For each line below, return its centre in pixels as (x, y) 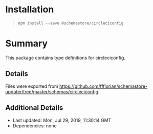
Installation (30, 9)
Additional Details (34, 108)
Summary (26, 43)
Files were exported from (32, 86)
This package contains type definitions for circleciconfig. (65, 58)
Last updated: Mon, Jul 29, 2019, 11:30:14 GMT (62, 120)
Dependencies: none (35, 126)
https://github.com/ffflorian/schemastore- (103, 86)
